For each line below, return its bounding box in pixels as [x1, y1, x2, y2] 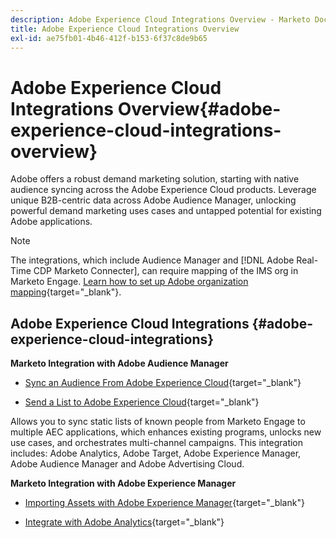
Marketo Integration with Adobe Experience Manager [10, 477, 237, 490]
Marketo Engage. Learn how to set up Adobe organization [10, 276, 249, 288]
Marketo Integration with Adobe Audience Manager [10, 357, 229, 370]
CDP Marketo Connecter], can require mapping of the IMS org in [33, 265, 299, 277]
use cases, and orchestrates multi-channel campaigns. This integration [10, 437, 304, 449]
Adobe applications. [10, 216, 93, 228]
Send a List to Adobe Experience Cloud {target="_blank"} [24, 396, 260, 408]
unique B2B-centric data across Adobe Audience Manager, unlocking [10, 194, 297, 206]
